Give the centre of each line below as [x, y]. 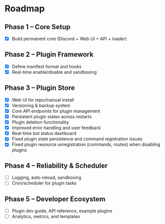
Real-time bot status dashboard [44, 134]
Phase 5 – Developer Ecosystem [55, 199]
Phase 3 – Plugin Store [40, 88]
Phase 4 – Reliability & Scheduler [56, 165]
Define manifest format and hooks [47, 66]
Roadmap [25, 9]
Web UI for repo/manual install [43, 100]
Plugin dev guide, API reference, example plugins [62, 211]
